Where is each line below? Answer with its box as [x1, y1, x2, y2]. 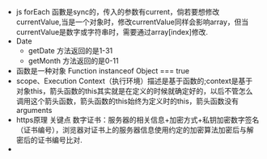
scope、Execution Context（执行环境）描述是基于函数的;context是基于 [15, 76, 253, 86]
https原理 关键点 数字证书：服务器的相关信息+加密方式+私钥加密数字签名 [15, 115, 260, 124]
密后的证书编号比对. [15, 136, 83, 144]
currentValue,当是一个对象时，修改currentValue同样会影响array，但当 [15, 17, 249, 27]
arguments [15, 106, 53, 115]
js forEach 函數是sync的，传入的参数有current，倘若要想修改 [15, 7, 220, 16]
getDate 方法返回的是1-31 [28, 46, 113, 55]
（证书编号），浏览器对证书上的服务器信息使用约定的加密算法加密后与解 [15, 125, 254, 135]
